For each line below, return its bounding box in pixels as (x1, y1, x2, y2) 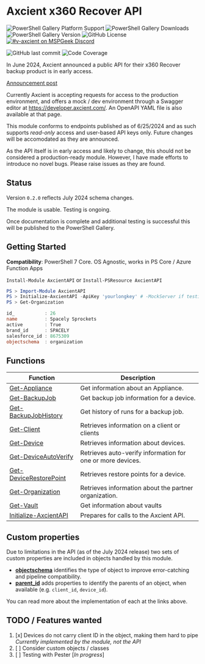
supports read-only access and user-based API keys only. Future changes (6, 129, 193, 136)
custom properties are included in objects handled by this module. (6, 555, 173, 562)
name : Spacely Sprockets (6, 316, 97, 323)
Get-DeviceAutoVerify (9, 452, 74, 461)
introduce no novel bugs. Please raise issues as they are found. (6, 160, 166, 167)
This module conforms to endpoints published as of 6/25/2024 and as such (6, 122, 196, 129)
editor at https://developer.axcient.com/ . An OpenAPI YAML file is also (6, 104, 182, 111)
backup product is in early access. (6, 67, 93, 74)
